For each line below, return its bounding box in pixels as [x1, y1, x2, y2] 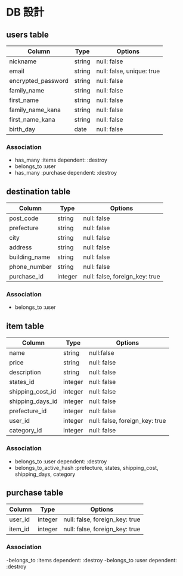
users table [6, 29, 49, 39]
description [9, 368, 41, 376]
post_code [9, 214, 39, 222]
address [9, 243, 32, 252]
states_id [9, 378, 35, 386]
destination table [6, 186, 70, 197]
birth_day [9, 125, 36, 133]
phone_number [9, 263, 52, 271]
